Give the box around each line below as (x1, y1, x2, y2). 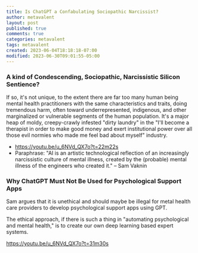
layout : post (6, 20, 39, 26)
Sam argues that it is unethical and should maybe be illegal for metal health (6, 198, 191, 205)
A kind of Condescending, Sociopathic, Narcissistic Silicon (6, 73, 180, 81)
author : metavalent (6, 14, 55, 20)
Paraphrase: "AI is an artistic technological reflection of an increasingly (14, 149, 189, 157)
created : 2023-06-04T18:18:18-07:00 (6, 48, 97, 54)
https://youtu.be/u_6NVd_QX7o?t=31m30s (6, 240, 109, 247)
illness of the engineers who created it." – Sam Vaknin (14, 162, 147, 169)
